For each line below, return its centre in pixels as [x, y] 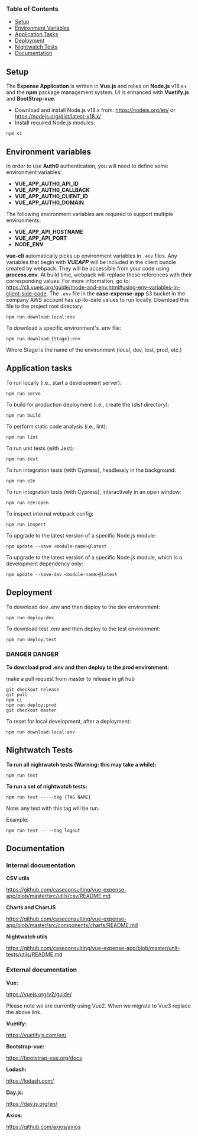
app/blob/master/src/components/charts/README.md [72, 925]
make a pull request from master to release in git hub [70, 678]
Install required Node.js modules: [55, 123]
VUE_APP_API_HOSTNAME [49, 231]
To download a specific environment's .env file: [64, 328]
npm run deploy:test [32, 639]
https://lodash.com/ [30, 1081]
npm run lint [22, 437]
